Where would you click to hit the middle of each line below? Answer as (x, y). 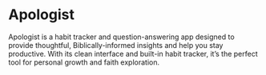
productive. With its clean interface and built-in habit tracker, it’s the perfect (133, 53)
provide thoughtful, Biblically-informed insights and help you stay (116, 45)
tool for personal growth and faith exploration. (84, 62)
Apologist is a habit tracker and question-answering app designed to (121, 37)
